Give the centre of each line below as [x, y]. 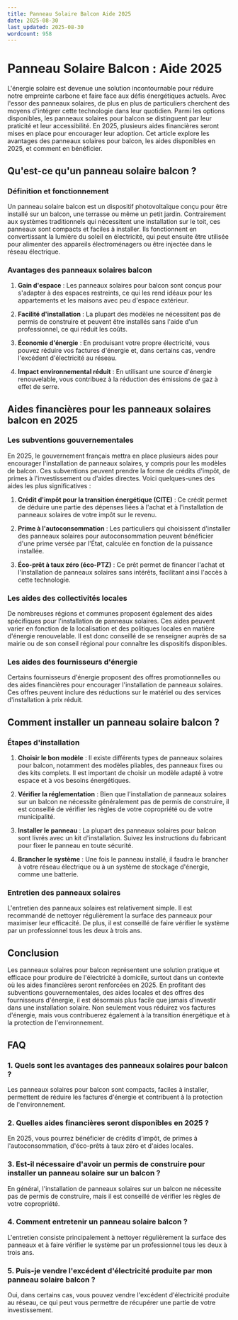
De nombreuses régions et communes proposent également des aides [110, 614]
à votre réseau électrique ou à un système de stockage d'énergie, [114, 867]
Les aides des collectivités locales [67, 598]
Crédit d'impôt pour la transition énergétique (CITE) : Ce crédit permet [122, 500]
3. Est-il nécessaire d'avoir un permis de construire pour [106, 1164]
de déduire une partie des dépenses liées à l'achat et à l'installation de [120, 507]
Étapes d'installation [44, 743]
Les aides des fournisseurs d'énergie [73, 662]
